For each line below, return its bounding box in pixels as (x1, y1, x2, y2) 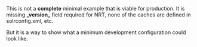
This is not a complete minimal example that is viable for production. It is (6, 5, 185, 12)
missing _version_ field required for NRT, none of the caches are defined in (6, 11, 191, 18)
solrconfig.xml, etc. (6, 18, 54, 24)
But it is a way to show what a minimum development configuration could (6, 29, 186, 36)
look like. (6, 35, 29, 42)
